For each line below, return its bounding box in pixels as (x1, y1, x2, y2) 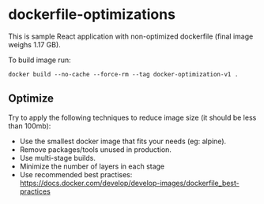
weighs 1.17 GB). (8, 39, 61, 49)
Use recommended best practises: (19, 169, 133, 179)
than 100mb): (8, 121, 51, 131)
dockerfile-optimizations (8, 6, 176, 24)
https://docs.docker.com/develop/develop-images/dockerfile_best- (19, 178, 239, 187)
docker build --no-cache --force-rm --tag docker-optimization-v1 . (8, 70, 239, 78)
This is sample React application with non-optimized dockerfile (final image (8, 32, 254, 41)
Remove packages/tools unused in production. (19, 144, 172, 154)
